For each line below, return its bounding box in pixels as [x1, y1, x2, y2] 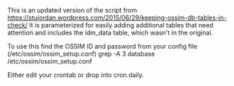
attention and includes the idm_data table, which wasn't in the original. [7, 28, 213, 37]
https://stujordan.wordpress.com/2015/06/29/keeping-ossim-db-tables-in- [7, 13, 227, 22]
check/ [7, 21, 28, 29]
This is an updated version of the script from [7, 6, 138, 14]
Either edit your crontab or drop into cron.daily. [7, 70, 144, 79]
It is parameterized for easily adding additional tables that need [29, 21, 214, 29]
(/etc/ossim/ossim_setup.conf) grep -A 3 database [7, 49, 155, 58]
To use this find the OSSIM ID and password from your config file [7, 42, 198, 50]
